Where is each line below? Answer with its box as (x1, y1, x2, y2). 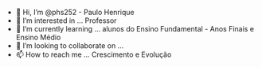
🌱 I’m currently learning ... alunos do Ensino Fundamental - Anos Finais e (15, 24, 255, 33)
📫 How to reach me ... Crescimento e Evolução (15, 50, 172, 59)
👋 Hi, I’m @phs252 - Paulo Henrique (15, 8, 135, 17)
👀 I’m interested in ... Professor (15, 16, 117, 25)
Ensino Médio (15, 32, 61, 42)
